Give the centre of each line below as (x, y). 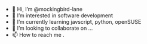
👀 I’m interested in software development (62, 15)
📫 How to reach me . (38, 35)
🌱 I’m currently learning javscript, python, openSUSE (76, 22)
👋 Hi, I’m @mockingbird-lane (47, 9)
